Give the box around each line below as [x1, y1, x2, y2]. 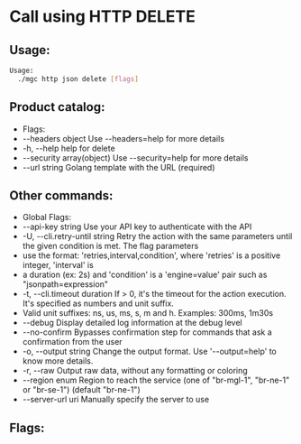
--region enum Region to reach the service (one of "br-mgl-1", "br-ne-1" [22, 375, 290, 385]
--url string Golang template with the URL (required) [22, 162, 215, 172]
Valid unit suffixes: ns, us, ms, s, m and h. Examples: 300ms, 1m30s [22, 308, 273, 319]
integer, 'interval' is [22, 260, 95, 271]
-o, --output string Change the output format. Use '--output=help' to [22, 346, 277, 357]
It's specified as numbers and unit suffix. [22, 298, 174, 309]
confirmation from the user [22, 337, 123, 347]
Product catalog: [9, 99, 105, 115]
